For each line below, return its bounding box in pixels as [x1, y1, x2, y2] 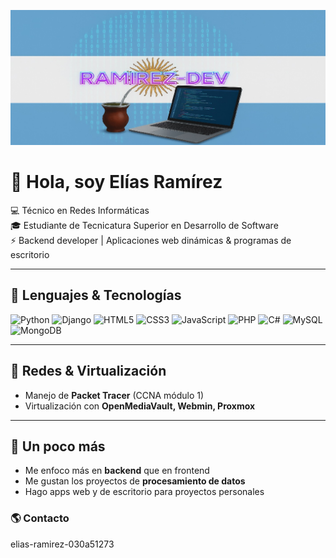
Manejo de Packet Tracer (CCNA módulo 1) [24, 389, 205, 401]
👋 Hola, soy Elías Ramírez [10, 171, 223, 194]
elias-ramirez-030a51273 [10, 538, 115, 550]
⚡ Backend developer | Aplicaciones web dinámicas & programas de [10, 235, 292, 246]
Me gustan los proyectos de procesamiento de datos [24, 475, 246, 487]
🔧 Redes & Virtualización [10, 363, 167, 380]
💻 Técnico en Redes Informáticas [10, 205, 150, 216]
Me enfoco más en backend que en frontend [24, 465, 210, 477]
